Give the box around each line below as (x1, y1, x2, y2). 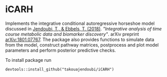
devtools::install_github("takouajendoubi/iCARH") (5, 67, 114, 72)
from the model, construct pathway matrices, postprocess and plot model (5, 42, 159, 48)
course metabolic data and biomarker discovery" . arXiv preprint (5, 31, 139, 37)
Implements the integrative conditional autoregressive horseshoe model (5, 20, 155, 26)
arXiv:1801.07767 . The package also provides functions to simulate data (5, 36, 154, 43)
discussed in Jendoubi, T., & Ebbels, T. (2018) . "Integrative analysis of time (5, 25, 162, 31)
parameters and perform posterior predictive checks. (5, 47, 116, 53)
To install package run (5, 57, 52, 63)
